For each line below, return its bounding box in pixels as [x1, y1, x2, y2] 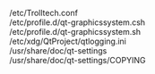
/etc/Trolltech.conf [9, 8, 79, 18]
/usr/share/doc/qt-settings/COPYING [9, 55, 146, 65]
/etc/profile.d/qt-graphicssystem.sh [9, 27, 142, 37]
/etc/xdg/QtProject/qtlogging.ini [9, 36, 127, 46]
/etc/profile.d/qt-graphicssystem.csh [9, 17, 146, 28]
